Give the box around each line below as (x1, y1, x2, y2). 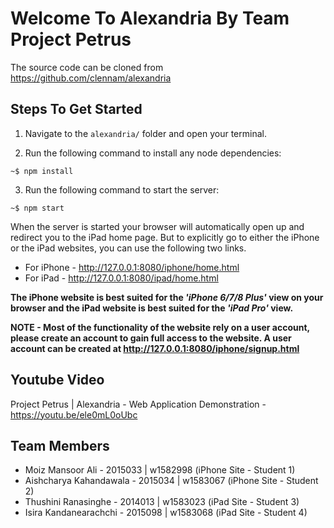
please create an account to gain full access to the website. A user (10, 332, 292, 344)
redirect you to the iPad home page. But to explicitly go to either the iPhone (10, 231, 320, 243)
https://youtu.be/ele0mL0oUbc (10, 408, 138, 421)
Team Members (10, 437, 110, 454)
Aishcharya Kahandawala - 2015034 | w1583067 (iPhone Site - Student (24, 475, 319, 487)
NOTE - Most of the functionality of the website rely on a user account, (10, 321, 310, 333)
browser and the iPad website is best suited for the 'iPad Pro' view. (10, 302, 294, 314)
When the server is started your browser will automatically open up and (10, 220, 305, 232)
